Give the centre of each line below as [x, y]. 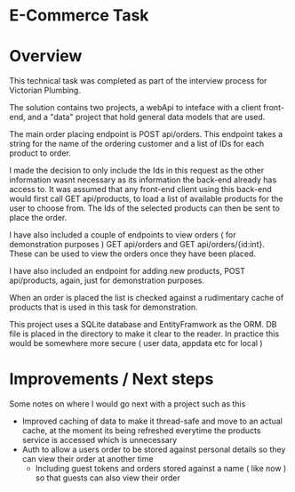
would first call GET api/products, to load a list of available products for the [146, 199]
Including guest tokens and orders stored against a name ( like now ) [161, 469]
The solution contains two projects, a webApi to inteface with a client [136, 108]
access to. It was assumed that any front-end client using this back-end [141, 190]
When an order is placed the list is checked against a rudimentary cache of [147, 298]
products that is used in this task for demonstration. [104, 307]
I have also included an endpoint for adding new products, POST [128, 271]
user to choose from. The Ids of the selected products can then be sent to [144, 208]
